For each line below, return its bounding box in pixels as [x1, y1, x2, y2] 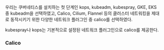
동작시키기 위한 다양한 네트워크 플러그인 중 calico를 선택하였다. [10, 17, 133, 22]
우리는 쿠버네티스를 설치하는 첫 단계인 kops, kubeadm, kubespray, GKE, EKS [5, 4, 157, 10]
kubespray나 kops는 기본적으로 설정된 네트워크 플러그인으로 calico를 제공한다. [5, 27, 159, 33]
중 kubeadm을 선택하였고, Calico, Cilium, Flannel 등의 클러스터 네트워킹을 [5, 10, 151, 16]
